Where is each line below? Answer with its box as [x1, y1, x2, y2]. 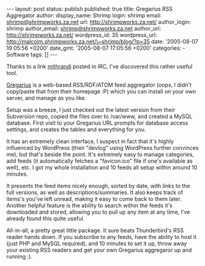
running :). [6, 253, 32, 260]
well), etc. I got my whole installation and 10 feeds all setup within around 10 [6, 164, 198, 171]
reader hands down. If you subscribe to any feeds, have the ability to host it [6, 233, 197, 240]
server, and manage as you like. [6, 95, 87, 101]
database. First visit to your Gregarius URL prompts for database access [6, 119, 188, 127]
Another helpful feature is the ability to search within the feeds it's [6, 202, 173, 209]
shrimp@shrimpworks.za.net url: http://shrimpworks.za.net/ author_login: [6, 18, 192, 25]
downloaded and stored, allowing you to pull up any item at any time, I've [6, 208, 190, 216]
